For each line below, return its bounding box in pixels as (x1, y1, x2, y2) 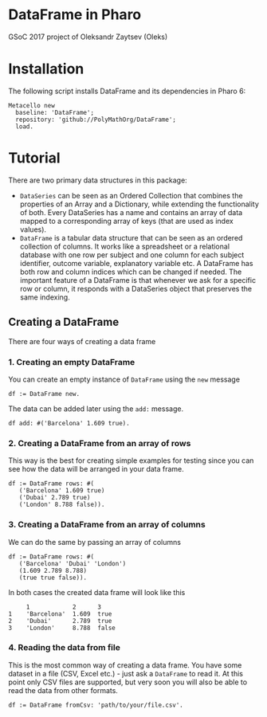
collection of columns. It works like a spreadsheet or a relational (19, 241, 230, 251)
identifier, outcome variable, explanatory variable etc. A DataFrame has (19, 258, 253, 268)
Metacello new (8, 101, 56, 109)
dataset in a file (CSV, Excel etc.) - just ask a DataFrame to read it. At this (8, 668, 243, 678)
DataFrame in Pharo (8, 6, 142, 24)
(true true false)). (18, 574, 88, 582)
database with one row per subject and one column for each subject (19, 249, 245, 260)
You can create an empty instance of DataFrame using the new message (8, 374, 241, 384)
